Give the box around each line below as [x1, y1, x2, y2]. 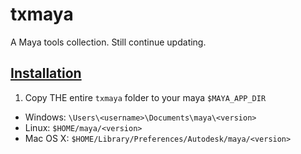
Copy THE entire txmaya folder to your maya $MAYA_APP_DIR [24, 91, 267, 103]
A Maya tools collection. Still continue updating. [10, 36, 207, 48]
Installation [10, 65, 82, 82]
